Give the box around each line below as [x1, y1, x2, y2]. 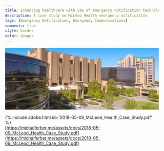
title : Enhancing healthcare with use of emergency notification [5, 8, 141, 13]
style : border [5, 28, 34, 34]
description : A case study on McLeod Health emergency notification [5, 13, 147, 18]
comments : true [5, 23, 36, 28]
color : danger [5, 34, 34, 38]
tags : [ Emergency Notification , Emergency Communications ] [5, 18, 128, 23]
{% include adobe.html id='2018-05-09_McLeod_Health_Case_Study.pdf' [5, 114, 153, 120]
